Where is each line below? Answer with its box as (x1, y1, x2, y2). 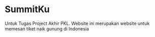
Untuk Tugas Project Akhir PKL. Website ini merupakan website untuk (5, 20, 150, 26)
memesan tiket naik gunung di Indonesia (5, 25, 89, 31)
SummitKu (5, 4, 50, 15)
